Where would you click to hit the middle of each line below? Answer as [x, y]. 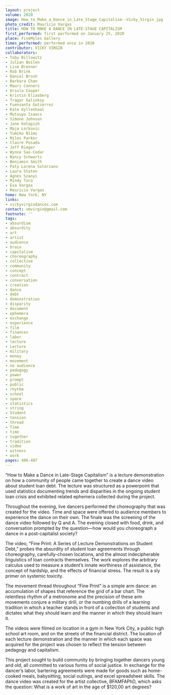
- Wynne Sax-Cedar [25, 152]
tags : [11, 219]
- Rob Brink [18, 72]
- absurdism [18, 223]
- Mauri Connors [22, 86]
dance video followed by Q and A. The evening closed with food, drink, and [84, 523]
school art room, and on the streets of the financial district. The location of [83, 633]
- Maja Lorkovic [22, 128]
